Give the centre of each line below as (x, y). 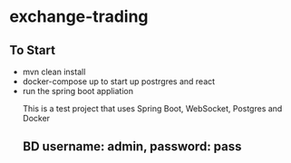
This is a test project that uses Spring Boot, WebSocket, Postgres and (152, 109)
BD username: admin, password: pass (132, 147)
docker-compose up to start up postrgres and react (119, 81)
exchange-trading (79, 17)
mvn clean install (54, 72)
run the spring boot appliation (78, 91)
